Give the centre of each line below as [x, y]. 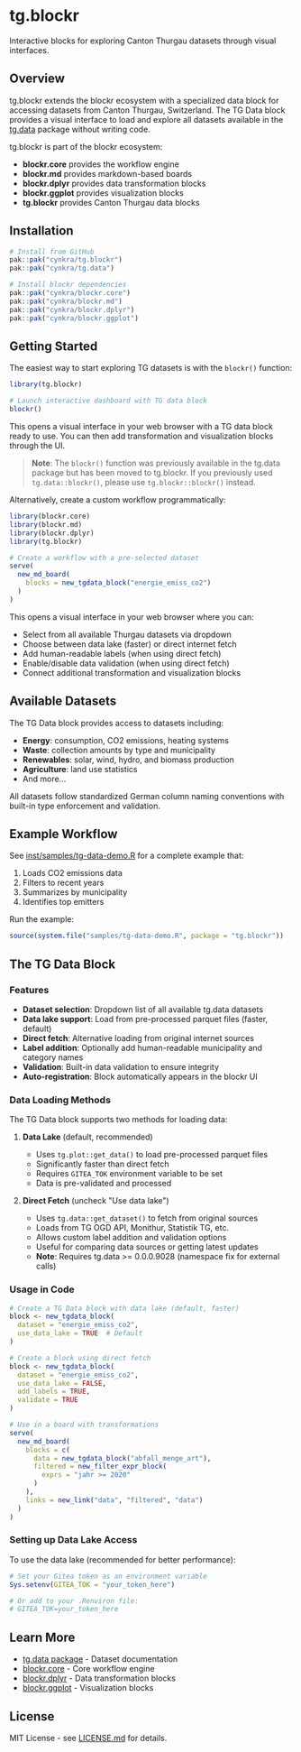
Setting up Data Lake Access [73, 1540]
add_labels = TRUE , [54, 1392]
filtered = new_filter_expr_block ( [100, 1467]
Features [29, 990]
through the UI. [37, 446]
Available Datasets [63, 701]
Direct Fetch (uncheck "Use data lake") [96, 1201]
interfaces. [29, 50]
